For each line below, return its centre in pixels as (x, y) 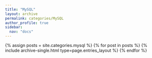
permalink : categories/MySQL (34, 18)
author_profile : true (27, 23)
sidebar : (14, 27)
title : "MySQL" (20, 9)
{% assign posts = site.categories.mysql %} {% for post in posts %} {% (76, 45)
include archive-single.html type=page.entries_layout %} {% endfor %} (76, 50)
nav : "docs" (22, 32)
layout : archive (21, 14)
